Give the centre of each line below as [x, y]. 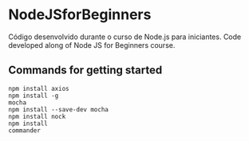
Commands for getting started [85, 70]
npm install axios [39, 88]
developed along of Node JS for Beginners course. [92, 45]
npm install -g [34, 96]
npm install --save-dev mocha [59, 109]
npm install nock [37, 116]
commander [25, 130]
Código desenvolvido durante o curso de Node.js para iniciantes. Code [125, 37]
